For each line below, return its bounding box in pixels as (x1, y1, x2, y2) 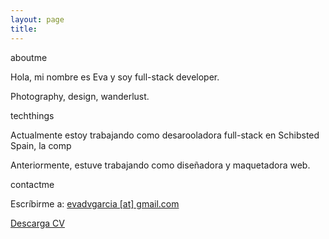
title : (10, 24, 38, 34)
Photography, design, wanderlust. (10, 90, 150, 102)
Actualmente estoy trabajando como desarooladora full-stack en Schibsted (10, 129, 320, 141)
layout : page (10, 14, 65, 25)
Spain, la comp (10, 139, 72, 151)
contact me (10, 178, 55, 190)
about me (10, 51, 48, 63)
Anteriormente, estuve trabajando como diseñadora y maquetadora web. (10, 159, 311, 171)
